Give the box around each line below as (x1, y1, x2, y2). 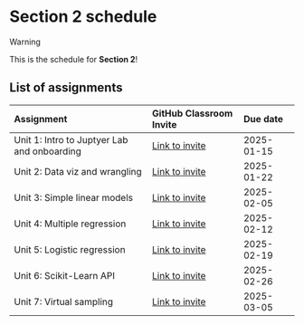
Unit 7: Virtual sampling (14, 295, 114, 308)
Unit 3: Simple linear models (14, 191, 134, 204)
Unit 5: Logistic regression (14, 243, 126, 255)
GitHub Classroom (152, 107, 233, 119)
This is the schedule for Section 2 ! (9, 53, 138, 64)
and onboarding (14, 145, 81, 158)
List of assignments (9, 80, 123, 96)
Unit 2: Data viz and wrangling (14, 165, 142, 177)
